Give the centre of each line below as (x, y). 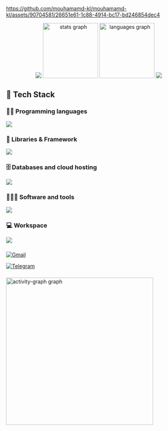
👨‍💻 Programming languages (47, 111)
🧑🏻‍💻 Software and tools (40, 197)
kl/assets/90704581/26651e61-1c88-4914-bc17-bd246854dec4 (83, 15)
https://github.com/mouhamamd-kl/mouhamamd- (67, 9)
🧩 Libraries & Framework (42, 139)
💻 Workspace (27, 225)
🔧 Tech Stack (31, 95)
